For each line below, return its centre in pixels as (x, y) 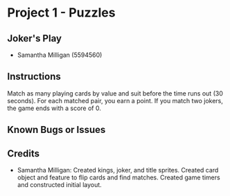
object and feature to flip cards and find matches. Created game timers (118, 177)
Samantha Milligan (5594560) (60, 55)
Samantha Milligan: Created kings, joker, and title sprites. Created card (118, 170)
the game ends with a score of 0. (54, 108)
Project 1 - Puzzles (61, 13)
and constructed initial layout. (59, 185)
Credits (24, 153)
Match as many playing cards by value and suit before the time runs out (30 (115, 93)
